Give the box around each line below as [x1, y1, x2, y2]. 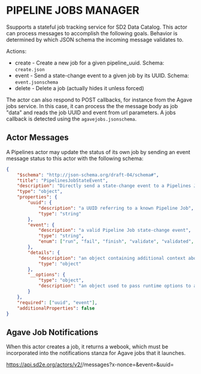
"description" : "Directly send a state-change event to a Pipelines [17, 183, 191, 189]
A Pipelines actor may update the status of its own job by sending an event [6, 148, 190, 155]
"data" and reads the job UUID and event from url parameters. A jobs [6, 109, 176, 116]
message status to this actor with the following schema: [6, 155, 144, 162]
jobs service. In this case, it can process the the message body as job [6, 102, 178, 109]
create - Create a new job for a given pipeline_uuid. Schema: [14, 59, 165, 66]
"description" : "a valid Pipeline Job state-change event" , [38, 228, 191, 234]
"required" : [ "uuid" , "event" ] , [17, 299, 98, 305]
